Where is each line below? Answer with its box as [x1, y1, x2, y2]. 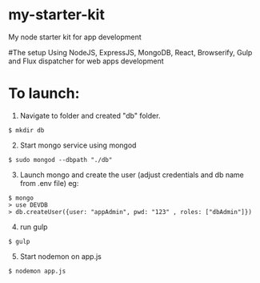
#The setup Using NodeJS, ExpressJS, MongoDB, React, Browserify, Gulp [8, 47, 253, 57]
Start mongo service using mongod [19, 140, 137, 150]
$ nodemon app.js [8, 267, 66, 275]
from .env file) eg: [19, 178, 79, 188]
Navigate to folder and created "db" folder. [19, 111, 161, 120]
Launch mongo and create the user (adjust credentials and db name [19, 170, 244, 180]
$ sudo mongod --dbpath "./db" [8, 156, 113, 164]
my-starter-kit [8, 6, 106, 24]
